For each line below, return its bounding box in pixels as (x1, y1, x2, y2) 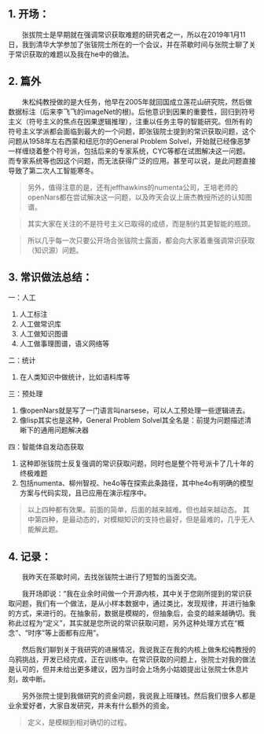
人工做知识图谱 (19, 329, 68, 339)
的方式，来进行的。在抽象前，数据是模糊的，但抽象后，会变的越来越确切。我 (8, 608, 256, 618)
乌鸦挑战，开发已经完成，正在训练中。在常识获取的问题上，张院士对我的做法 (8, 655, 256, 664)
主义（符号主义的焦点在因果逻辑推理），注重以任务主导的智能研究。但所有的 (8, 116, 253, 126)
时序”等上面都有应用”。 (27, 628, 104, 638)
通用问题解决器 (40, 425, 89, 435)
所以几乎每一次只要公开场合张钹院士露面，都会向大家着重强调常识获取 (27, 235, 255, 245)
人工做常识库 (19, 319, 61, 328)
